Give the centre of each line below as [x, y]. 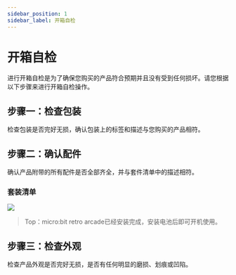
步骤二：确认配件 [44, 154]
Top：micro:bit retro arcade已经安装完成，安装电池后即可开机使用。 [123, 222]
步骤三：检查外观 [44, 246]
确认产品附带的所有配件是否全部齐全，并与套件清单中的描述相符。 [103, 172]
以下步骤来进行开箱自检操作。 [50, 87]
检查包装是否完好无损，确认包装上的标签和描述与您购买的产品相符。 [106, 129]
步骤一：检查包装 [44, 111]
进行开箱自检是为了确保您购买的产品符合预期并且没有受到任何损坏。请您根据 [118, 78]
